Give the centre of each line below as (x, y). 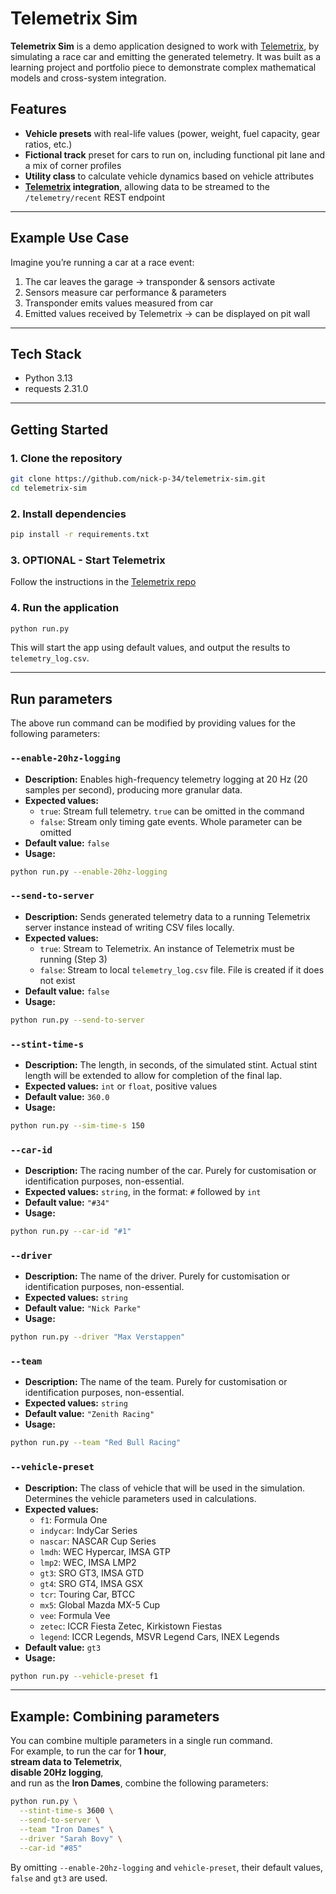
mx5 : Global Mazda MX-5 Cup (100, 1604)
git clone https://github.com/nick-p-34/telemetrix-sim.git (138, 479)
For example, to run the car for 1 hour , (88, 1751)
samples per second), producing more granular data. (133, 789)
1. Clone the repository (66, 458)
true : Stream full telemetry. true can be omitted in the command (172, 811)
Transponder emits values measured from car (119, 303)
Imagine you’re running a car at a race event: (102, 262)
